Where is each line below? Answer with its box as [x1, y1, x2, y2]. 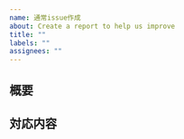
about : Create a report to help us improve [9, 22, 176, 31]
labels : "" [9, 38, 51, 48]
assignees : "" [9, 47, 63, 56]
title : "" [9, 30, 47, 39]
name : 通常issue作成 [9, 13, 81, 23]
